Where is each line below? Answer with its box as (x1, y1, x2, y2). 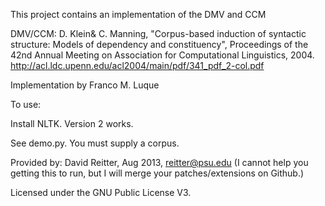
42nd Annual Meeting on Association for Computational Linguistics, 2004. (10, 49, 315, 61)
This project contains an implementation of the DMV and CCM (10, 9, 267, 20)
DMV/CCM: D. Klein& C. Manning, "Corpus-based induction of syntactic (10, 28, 307, 39)
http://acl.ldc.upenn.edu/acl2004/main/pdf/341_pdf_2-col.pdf (10, 60, 265, 71)
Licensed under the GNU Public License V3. (10, 187, 192, 198)
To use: (10, 99, 42, 110)
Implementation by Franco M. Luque (10, 79, 160, 91)
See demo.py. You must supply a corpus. (10, 137, 180, 149)
